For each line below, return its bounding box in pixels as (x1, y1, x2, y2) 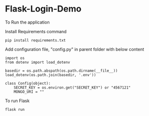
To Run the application (5, 19, 50, 25)
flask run (5, 107, 25, 112)
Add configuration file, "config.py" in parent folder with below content (5, 46, 144, 52)
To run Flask (5, 98, 30, 103)
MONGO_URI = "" (14, 89, 45, 94)
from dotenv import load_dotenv (5, 60, 70, 64)
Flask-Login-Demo (5, 3, 82, 14)
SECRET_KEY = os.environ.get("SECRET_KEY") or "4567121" (14, 85, 131, 90)
